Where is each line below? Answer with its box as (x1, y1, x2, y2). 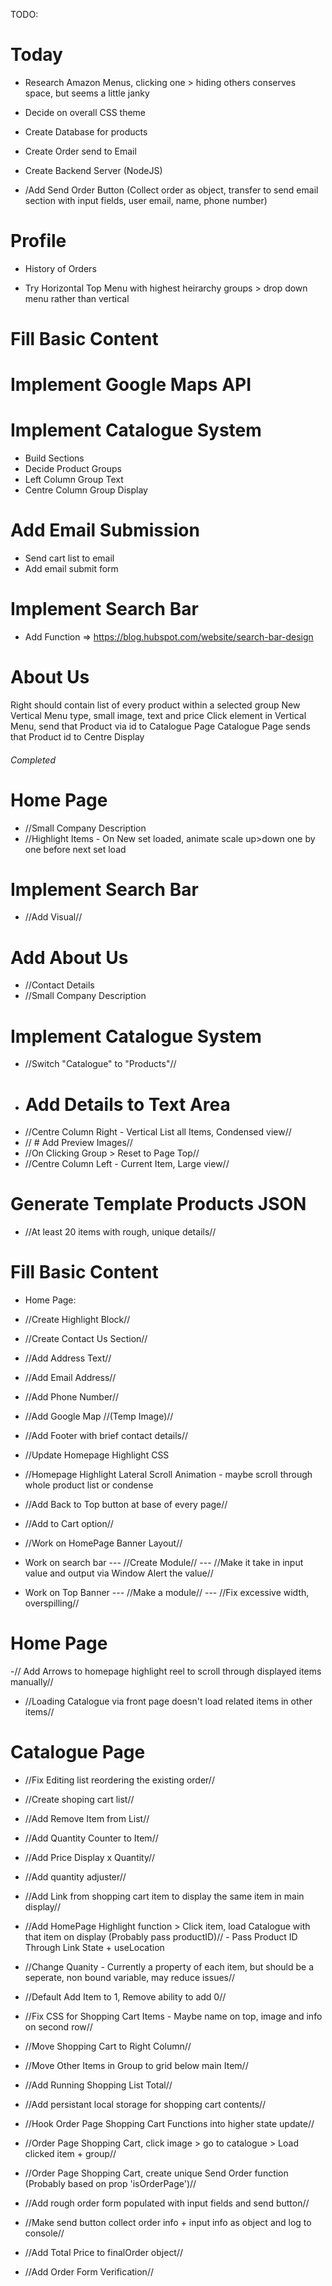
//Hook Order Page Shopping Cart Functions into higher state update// (24, 2118, 315, 2130)
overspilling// (24, 1597, 80, 1609)
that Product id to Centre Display (10, 731, 145, 743)
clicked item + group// (24, 2148, 117, 2160)
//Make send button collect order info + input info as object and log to (24, 2217, 312, 2229)
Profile (10, 230, 67, 253)
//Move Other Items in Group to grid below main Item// (24, 2060, 249, 2072)
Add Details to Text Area (24, 1093, 231, 1116)
